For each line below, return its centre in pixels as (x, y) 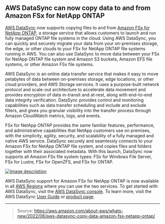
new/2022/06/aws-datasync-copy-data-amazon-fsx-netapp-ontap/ (86, 216)
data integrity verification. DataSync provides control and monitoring (74, 100)
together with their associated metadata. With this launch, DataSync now (79, 151)
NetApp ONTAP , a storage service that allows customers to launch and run (81, 33)
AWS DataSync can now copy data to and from (78, 8)
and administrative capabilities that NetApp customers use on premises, (78, 130)
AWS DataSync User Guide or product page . (50, 196)
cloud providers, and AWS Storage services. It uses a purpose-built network (82, 84)
